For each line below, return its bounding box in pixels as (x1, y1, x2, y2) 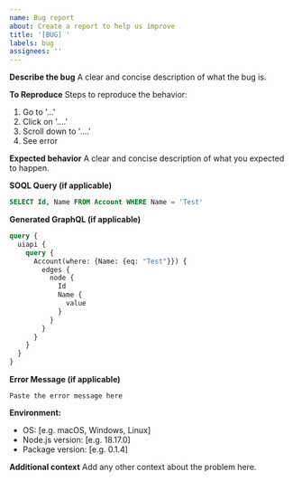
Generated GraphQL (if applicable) (9, 214, 142, 224)
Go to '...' (22, 107, 56, 118)
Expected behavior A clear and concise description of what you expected (9, 153, 285, 164)
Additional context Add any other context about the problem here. (9, 462, 257, 472)
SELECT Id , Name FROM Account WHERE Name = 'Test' (9, 198, 204, 207)
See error (22, 136, 59, 146)
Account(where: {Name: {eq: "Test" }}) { (32, 257, 188, 266)
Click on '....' (22, 117, 69, 127)
